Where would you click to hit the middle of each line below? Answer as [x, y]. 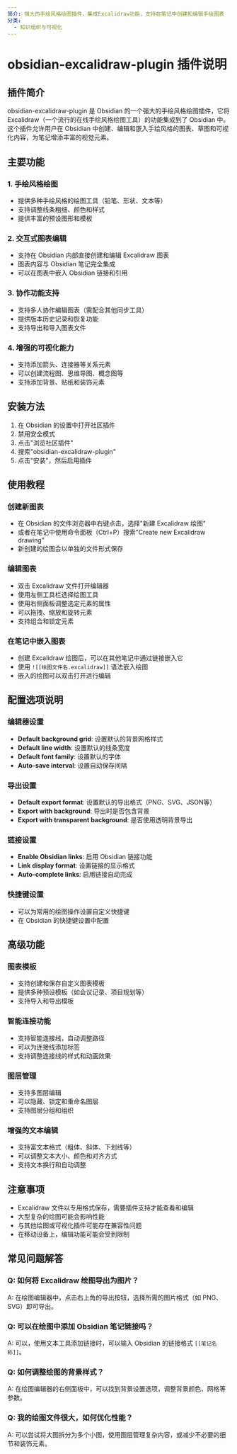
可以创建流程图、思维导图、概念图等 [70, 373]
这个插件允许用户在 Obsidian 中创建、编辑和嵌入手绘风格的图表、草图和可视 [118, 129]
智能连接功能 [29, 1021]
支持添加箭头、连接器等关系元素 [64, 364]
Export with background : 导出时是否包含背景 [83, 811]
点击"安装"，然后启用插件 [54, 460]
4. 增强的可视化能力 [41, 348]
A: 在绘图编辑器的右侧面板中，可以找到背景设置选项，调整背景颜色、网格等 [117, 1389]
